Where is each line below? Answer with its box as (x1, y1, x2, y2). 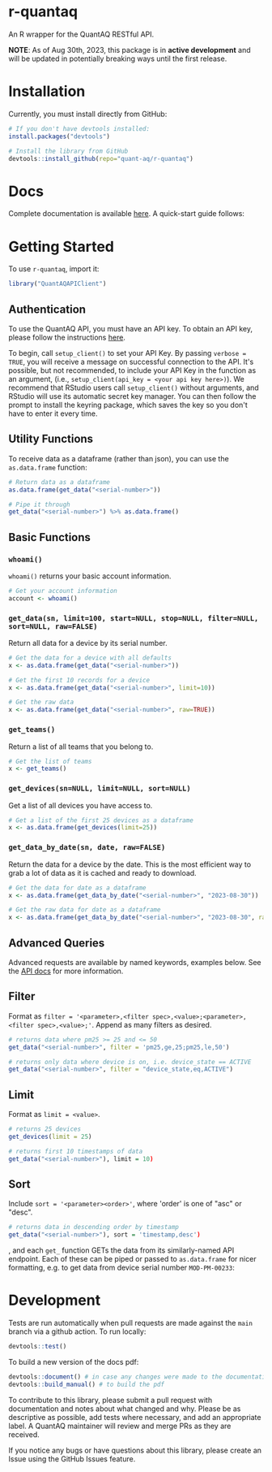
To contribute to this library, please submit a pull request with (8, 1395, 213, 1405)
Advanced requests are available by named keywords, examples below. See (8, 957, 261, 967)
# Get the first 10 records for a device (8, 676, 151, 684)
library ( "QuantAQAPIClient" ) (8, 279, 107, 288)
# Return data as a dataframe (8, 478, 111, 486)
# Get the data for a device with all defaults (8, 653, 172, 662)
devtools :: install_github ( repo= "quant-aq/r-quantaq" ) (8, 154, 194, 162)
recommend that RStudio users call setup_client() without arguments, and (8, 383, 259, 392)
